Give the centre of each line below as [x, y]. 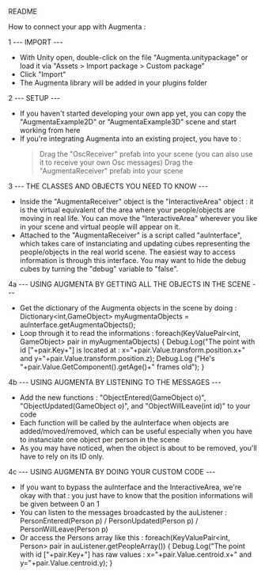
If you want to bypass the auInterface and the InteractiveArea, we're [131, 487]
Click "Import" [43, 74]
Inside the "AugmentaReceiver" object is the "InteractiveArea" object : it [136, 202]
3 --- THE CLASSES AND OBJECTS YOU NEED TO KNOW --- [108, 186]
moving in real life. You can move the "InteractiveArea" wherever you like [138, 218]
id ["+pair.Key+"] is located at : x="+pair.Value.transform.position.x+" [132, 350]
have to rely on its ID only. [62, 456]
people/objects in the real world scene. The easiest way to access [127, 252]
